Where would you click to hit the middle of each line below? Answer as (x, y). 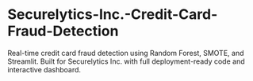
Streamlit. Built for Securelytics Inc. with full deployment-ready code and (126, 61)
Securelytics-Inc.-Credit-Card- (113, 15)
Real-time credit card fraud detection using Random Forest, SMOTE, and (126, 53)
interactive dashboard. (44, 69)
